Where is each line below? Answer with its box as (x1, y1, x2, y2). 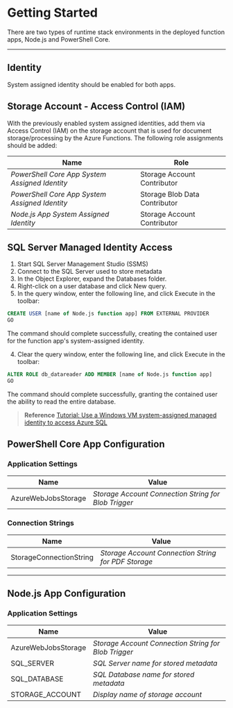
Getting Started (7, 5, 98, 21)
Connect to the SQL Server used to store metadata (17, 267, 162, 276)
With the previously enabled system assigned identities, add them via (7, 119, 206, 127)
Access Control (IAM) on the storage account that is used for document (7, 126, 212, 135)
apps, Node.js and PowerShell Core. (7, 35, 111, 43)
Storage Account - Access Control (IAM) (7, 101, 186, 113)
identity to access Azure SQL (24, 418, 107, 427)
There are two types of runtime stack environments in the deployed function (7, 28, 225, 36)
